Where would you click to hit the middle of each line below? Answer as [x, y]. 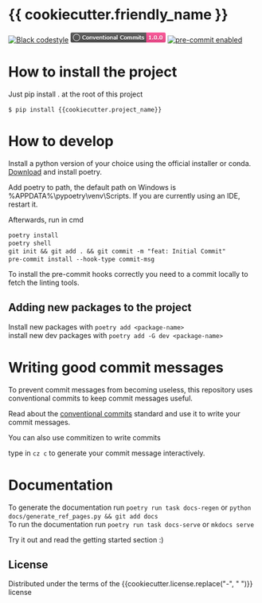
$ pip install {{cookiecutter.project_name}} [85, 109]
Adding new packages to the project [100, 307]
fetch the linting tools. [44, 282]
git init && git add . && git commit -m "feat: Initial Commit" [117, 251]
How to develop [61, 142]
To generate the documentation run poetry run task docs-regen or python [130, 507]
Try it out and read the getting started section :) [86, 539]
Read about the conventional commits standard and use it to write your [125, 413]
